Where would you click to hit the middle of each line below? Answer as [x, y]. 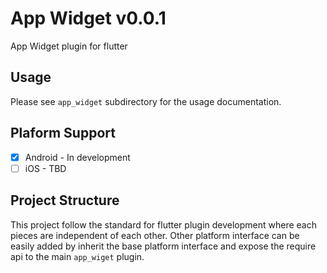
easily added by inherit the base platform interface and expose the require [163, 246]
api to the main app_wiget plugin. [77, 256]
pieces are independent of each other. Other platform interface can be [155, 235]
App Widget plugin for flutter [69, 46]
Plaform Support [63, 133]
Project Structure [65, 200]
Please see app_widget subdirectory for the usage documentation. [146, 101]
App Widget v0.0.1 [88, 18]
